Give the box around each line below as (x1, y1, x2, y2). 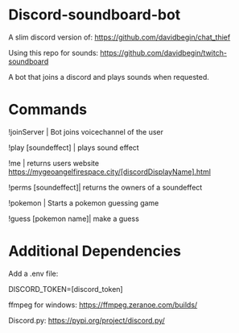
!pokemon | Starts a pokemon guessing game (8, 198, 159, 207)
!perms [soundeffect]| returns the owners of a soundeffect (8, 182, 203, 192)
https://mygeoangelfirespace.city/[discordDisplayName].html (8, 167, 212, 177)
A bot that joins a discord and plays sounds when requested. (8, 72, 209, 81)
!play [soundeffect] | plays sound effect (8, 143, 139, 152)
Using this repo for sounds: (8, 48, 99, 57)
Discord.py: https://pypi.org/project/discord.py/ (8, 315, 165, 325)
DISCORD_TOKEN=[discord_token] (8, 284, 123, 293)
